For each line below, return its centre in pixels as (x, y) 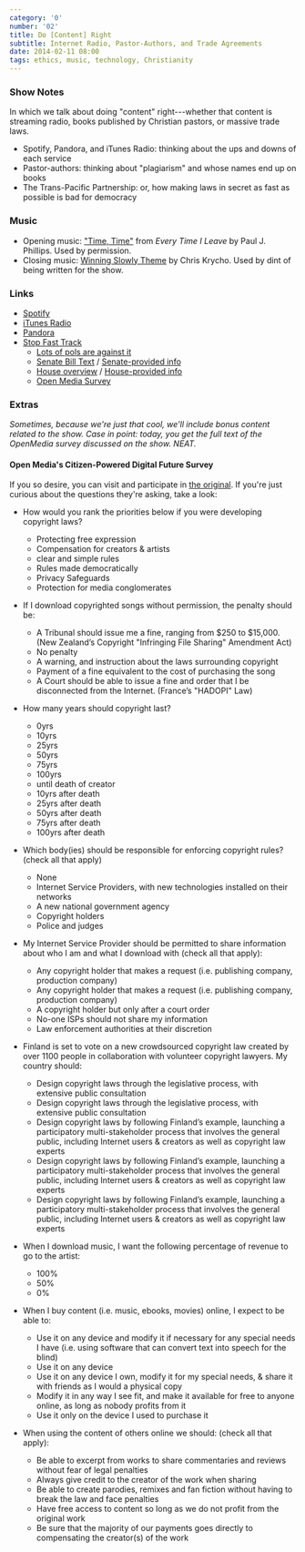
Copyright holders (70, 916)
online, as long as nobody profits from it (111, 1406)
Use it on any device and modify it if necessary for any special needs (166, 1338)
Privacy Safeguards (73, 578)
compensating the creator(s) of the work (112, 1538)
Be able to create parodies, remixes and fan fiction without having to (164, 1489)
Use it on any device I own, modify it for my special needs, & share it (164, 1377)
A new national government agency (103, 906)
